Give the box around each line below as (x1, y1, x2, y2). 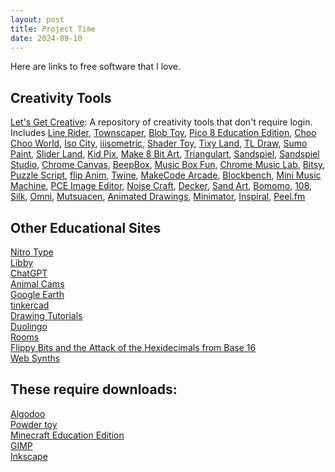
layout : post (10, 14, 65, 25)
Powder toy (10, 418, 58, 430)
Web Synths (10, 352, 61, 364)
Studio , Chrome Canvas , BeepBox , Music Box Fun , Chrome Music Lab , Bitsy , (10, 159, 326, 171)
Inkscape (10, 450, 48, 462)
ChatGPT (10, 267, 48, 279)
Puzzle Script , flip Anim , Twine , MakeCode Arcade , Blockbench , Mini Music (10, 169, 322, 181)
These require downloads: (10, 381, 178, 398)
